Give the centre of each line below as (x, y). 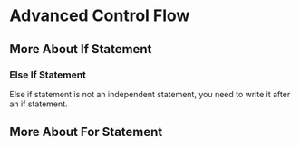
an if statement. (39, 104)
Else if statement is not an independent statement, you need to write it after (150, 94)
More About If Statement (81, 49)
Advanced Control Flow (100, 16)
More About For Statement (86, 132)
